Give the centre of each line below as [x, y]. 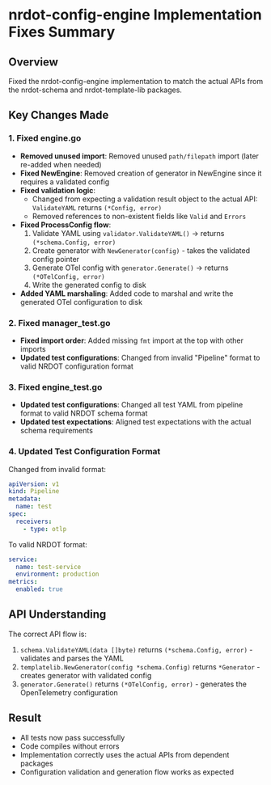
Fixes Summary [62, 32]
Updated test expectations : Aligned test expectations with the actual [135, 422]
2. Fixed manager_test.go [59, 323]
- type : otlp [45, 529]
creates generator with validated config [86, 675]
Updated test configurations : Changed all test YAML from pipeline [131, 405]
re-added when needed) [61, 164]
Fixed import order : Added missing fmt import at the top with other [132, 340]
